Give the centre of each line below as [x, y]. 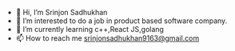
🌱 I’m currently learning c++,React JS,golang [90, 29]
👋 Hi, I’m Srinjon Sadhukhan [62, 12]
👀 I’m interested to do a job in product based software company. [121, 21]
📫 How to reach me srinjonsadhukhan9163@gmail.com [108, 38]
